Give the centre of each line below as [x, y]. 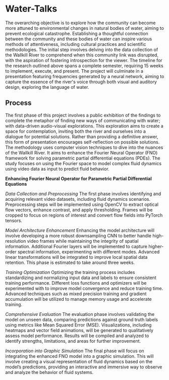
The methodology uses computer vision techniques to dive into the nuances [84, 147]
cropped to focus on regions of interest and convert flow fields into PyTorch [84, 215]
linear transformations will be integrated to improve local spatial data [76, 257]
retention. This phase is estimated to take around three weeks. [70, 262]
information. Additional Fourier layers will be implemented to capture [76, 246]
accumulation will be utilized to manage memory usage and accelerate [79, 299]
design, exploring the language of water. [47, 87]
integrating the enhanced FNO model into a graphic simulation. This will [79, 356]
